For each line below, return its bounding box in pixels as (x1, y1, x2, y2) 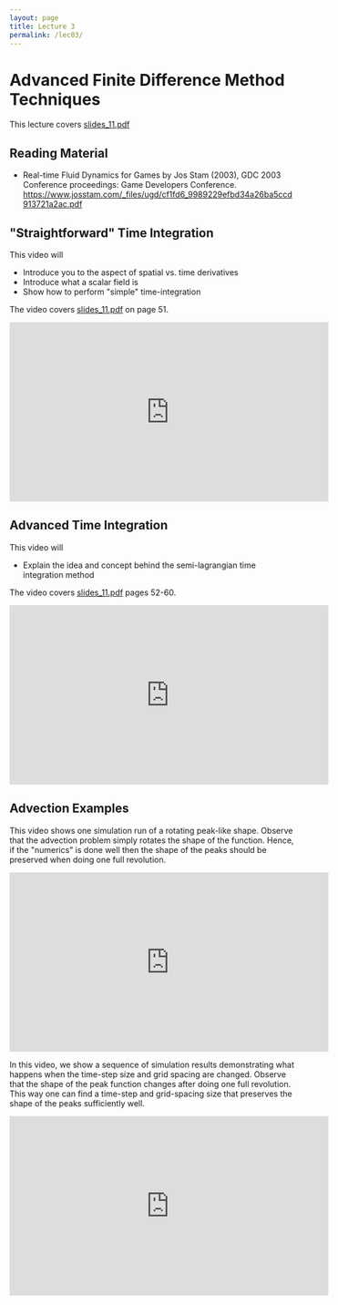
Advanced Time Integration (9, 518, 169, 533)
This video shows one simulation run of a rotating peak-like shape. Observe (9, 825, 293, 836)
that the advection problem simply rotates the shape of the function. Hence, (9, 835, 294, 846)
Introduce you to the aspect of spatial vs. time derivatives (22, 266, 239, 278)
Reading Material (9, 145, 108, 160)
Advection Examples (9, 801, 129, 817)
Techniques (9, 88, 101, 109)
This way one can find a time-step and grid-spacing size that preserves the (9, 1088, 293, 1099)
